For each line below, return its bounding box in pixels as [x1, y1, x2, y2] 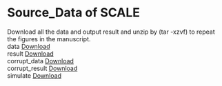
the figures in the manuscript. [7, 34, 91, 43]
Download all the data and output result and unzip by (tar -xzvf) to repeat [7, 28, 215, 36]
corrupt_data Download [7, 56, 74, 65]
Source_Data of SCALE [7, 5, 140, 21]
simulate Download [7, 71, 62, 80]
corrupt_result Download [7, 64, 78, 72]
